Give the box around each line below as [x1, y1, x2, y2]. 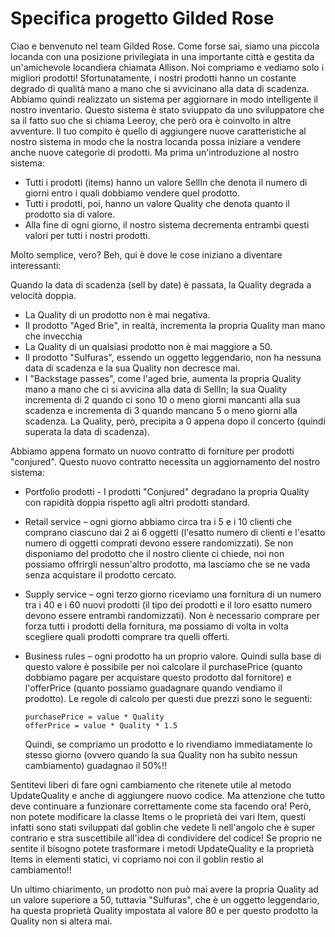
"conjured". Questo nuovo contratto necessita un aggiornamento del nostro [10, 455, 321, 467]
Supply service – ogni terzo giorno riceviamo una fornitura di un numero [24, 588, 322, 600]
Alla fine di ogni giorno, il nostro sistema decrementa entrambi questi [24, 218, 310, 231]
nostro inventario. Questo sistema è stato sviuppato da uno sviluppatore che [10, 103, 325, 116]
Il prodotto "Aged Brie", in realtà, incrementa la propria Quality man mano [24, 319, 326, 331]
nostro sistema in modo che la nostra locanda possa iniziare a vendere [10, 135, 302, 147]
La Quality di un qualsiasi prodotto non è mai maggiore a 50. [24, 340, 273, 352]
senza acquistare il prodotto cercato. [24, 568, 177, 581]
